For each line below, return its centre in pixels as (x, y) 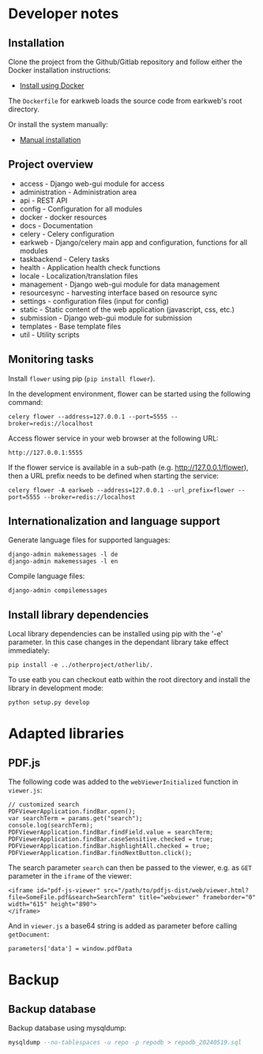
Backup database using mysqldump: (68, 1028)
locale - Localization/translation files (79, 276)
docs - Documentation (56, 225)
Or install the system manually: (58, 124)
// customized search (44, 805)
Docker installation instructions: (60, 70)
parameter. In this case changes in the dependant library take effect (118, 642)
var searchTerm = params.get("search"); (76, 819)
